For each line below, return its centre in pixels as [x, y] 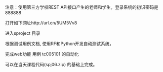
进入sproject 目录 [23, 33]
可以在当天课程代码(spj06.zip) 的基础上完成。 [51, 64]
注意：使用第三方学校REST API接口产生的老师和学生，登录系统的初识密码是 [82, 7]
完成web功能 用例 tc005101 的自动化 [42, 54]
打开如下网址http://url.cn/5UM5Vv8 [41, 23]
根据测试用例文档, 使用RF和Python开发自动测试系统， [60, 44]
